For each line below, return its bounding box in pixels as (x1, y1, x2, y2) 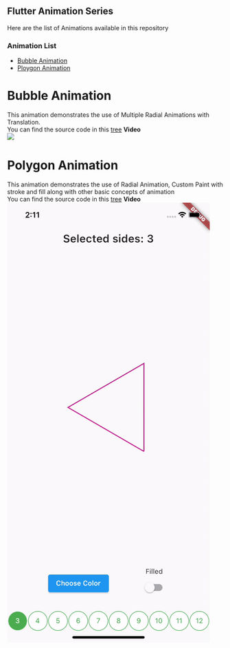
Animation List (7, 41, 57, 50)
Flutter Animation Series (7, 6, 114, 17)
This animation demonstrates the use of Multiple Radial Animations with (7, 111, 209, 119)
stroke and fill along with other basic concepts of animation (7, 187, 175, 195)
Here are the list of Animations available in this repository (7, 23, 169, 32)
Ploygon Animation (16, 64, 71, 72)
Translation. (7, 118, 41, 127)
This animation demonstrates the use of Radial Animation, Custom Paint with (7, 180, 223, 188)
